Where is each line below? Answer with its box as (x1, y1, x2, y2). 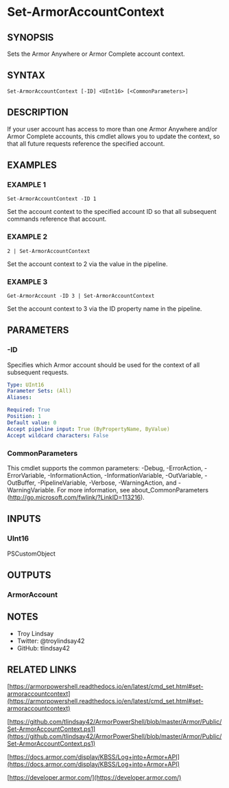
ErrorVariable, (7, 471, 47, 479)
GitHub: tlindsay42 (16, 644, 71, 652)
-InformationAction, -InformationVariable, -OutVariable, (47, 471, 204, 479)
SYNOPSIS (7, 32, 54, 43)
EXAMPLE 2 (7, 232, 48, 241)
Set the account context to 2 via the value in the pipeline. (7, 259, 168, 268)
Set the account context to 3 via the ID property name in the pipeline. (7, 304, 202, 313)
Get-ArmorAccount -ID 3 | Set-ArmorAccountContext (7, 292, 155, 299)
